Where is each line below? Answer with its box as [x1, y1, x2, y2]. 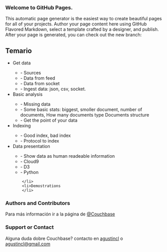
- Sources [20, 70, 42, 76]
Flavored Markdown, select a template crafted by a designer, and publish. [5, 26, 159, 32]
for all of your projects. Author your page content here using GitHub [5, 21, 147, 27]
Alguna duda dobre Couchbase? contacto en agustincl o [5, 235, 123, 241]
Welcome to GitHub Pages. [5, 4, 73, 11]
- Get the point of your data [20, 117, 78, 123]
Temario [5, 46, 32, 55]
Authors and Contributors [5, 200, 70, 207]
